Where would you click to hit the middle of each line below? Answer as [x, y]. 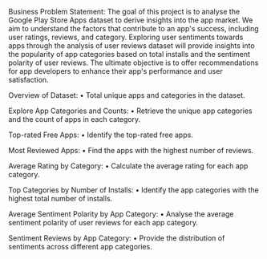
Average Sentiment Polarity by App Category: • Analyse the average [121, 214]
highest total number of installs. [61, 198]
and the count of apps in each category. [75, 119]
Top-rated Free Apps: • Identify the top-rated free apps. [101, 135]
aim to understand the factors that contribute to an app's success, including [133, 28]
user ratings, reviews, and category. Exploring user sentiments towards [126, 37]
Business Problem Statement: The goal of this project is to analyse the [124, 12]
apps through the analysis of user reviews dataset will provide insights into [131, 46]
